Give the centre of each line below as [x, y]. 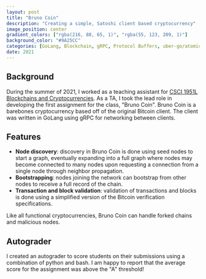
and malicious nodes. [33, 222]
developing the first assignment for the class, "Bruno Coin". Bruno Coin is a [101, 104]
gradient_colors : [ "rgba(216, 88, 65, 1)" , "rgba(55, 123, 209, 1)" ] [97, 35]
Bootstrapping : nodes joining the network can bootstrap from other [101, 178]
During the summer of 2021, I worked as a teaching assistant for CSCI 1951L [102, 91]
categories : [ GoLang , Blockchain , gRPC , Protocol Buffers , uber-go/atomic [104, 47]
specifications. [34, 204]
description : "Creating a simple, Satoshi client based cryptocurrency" [101, 23]
